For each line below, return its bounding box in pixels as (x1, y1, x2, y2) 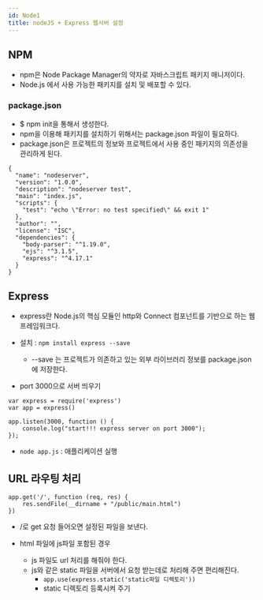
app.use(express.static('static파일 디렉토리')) (43, 576, 196, 584)
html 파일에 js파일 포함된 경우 (19, 538, 111, 549)
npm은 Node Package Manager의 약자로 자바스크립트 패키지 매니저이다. (19, 70, 246, 80)
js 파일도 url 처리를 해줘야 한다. (31, 556, 128, 565)
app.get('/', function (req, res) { (8, 493, 128, 501)
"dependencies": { (15, 234, 76, 242)
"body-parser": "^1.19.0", (22, 240, 111, 249)
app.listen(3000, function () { (8, 418, 114, 426)
